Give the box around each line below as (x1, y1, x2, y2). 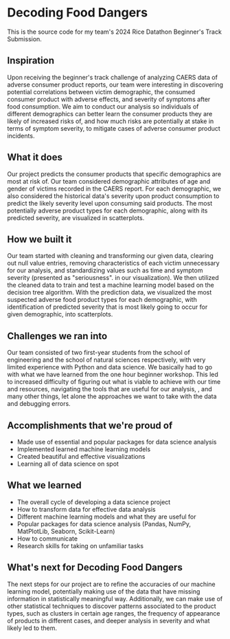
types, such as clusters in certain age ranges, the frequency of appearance (7, 609, 220, 617)
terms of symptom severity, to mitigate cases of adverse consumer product (7, 124, 221, 132)
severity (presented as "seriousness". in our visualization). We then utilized (7, 274, 220, 282)
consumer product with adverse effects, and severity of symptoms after (7, 95, 211, 103)
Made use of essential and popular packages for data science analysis (16, 438, 217, 446)
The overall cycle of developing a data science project (16, 497, 171, 506)
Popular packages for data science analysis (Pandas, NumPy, (16, 519, 191, 528)
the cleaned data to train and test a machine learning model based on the (7, 281, 215, 290)
